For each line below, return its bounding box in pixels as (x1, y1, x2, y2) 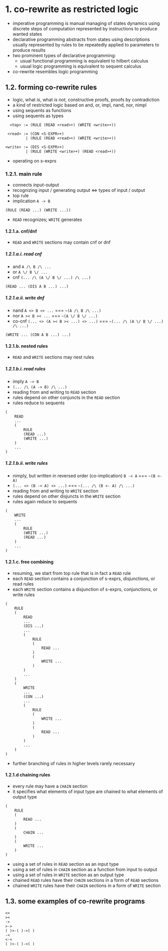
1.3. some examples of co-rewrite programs (5, 897, 145, 906)
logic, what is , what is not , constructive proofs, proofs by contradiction (12, 96, 160, 102)
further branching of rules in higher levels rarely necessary (12, 760, 135, 766)
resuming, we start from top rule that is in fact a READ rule (12, 570, 131, 576)
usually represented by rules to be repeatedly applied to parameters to (12, 41, 159, 47)
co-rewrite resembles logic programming (12, 68, 98, 74)
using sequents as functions (12, 107, 72, 113)
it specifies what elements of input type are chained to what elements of (12, 788, 163, 795)
